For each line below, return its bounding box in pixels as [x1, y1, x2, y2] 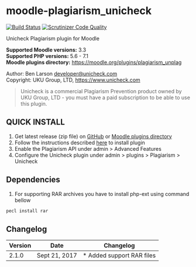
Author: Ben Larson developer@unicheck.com [6, 70, 118, 77]
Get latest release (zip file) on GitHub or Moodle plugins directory [14, 133, 173, 140]
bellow [14, 197, 31, 204]
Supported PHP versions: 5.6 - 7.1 [6, 52, 89, 59]
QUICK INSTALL [6, 117, 66, 127]
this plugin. [20, 100, 47, 107]
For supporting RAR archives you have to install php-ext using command [14, 190, 190, 197]
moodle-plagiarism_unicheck [6, 4, 152, 18]
